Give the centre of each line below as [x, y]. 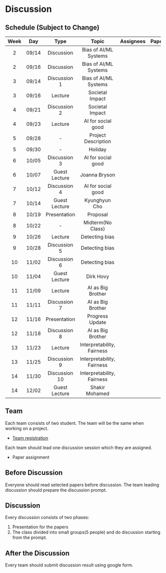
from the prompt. [30, 538]
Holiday [98, 149]
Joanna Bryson [97, 175]
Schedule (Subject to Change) [52, 28]
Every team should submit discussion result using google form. [69, 565]
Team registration [30, 438]
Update [97, 322]
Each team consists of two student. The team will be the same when [75, 423]
